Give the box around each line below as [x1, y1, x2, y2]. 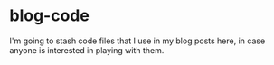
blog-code [9, 5, 90, 26]
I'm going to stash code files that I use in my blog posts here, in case [9, 35, 266, 46]
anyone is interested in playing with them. [9, 44, 165, 55]
